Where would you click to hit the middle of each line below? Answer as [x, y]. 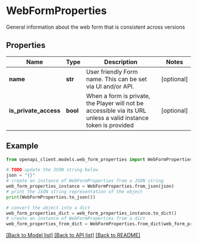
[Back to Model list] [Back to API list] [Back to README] [73, 235]
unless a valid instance [117, 118]
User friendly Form [112, 71]
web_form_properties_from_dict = [47, 224]
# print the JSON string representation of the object [74, 191]
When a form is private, [118, 96]
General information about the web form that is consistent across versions [96, 27]
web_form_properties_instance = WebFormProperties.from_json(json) [90, 186]
